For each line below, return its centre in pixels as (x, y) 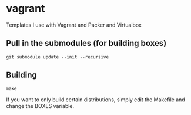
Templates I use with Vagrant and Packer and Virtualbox (74, 25)
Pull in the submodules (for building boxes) (86, 43)
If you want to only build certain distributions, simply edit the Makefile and (95, 100)
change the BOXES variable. (40, 106)
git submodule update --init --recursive (58, 57)
